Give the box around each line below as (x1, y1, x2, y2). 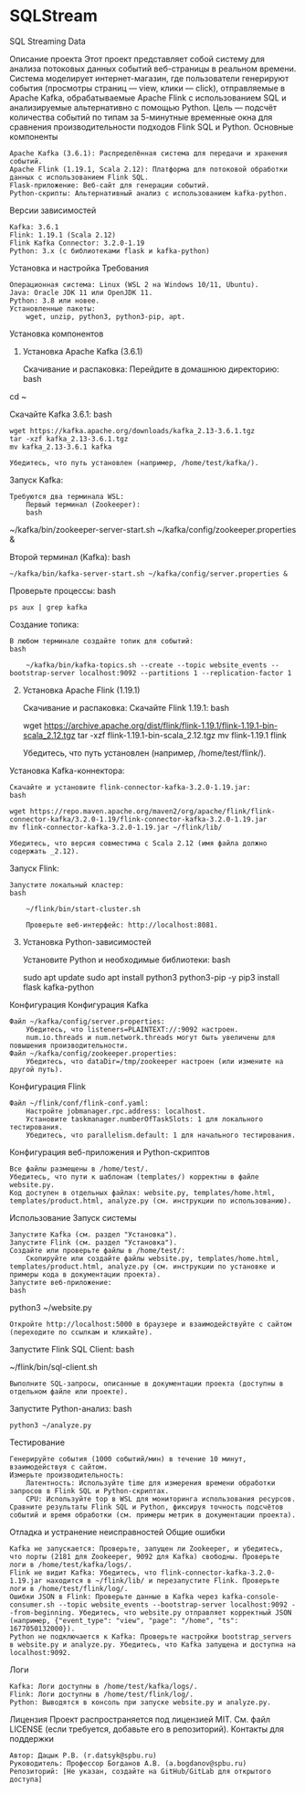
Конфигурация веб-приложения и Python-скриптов (9, 1146, 210, 1157)
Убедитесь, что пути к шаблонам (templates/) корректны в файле (9, 1172, 259, 1182)
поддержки (9, 1733, 55, 1744)
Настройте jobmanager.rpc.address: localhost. (26, 1107, 206, 1116)
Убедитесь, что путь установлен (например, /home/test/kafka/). (9, 458, 259, 467)
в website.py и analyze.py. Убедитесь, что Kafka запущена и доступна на (9, 1639, 297, 1650)
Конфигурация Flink (9, 1080, 87, 1092)
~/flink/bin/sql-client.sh (9, 1361, 98, 1372)
